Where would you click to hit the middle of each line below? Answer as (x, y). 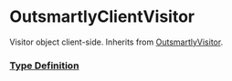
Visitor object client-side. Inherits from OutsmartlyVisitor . (116, 42)
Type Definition (44, 66)
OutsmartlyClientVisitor (102, 17)
